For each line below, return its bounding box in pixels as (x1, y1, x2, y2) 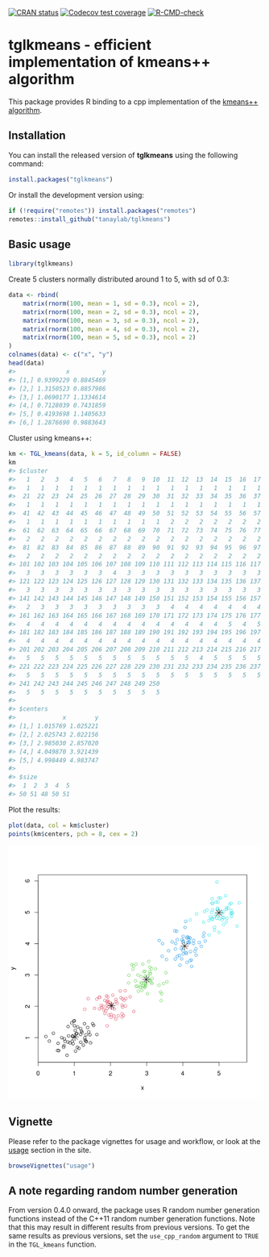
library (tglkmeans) (8, 260, 74, 268)
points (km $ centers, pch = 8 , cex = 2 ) (8, 829, 139, 838)
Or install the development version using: (8, 190, 145, 199)
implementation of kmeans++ (8, 53, 211, 72)
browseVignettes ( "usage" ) (8, 1162, 95, 1170)
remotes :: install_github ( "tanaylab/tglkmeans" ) (8, 215, 172, 223)
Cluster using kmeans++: (8, 433, 93, 443)
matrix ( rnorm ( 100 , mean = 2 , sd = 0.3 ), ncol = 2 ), (23, 307, 200, 316)
